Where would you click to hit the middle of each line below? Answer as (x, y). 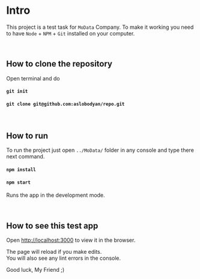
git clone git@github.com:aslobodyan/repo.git (65, 104)
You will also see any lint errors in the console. (64, 258)
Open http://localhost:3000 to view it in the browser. (71, 240)
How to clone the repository (59, 64)
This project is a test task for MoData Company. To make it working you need (100, 27)
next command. (26, 157)
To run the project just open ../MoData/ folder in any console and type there (100, 150)
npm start (19, 182)
